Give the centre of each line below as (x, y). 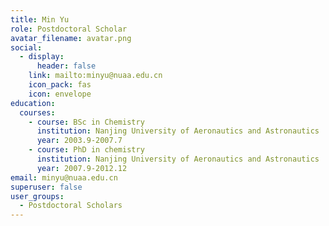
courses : (37, 112)
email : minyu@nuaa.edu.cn (64, 177)
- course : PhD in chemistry (86, 150)
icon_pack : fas (60, 85)
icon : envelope (60, 94)
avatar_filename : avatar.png (71, 38)
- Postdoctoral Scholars (71, 206)
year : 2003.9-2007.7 (79, 141)
